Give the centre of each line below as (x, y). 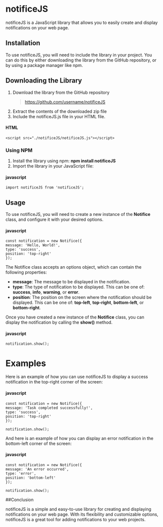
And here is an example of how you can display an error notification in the (80, 438)
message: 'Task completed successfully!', (49, 408)
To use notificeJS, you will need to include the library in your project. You (79, 55)
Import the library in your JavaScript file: (53, 166)
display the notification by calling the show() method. (59, 322)
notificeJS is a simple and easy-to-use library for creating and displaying (78, 509)
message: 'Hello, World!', (33, 245)
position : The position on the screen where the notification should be (82, 297)
